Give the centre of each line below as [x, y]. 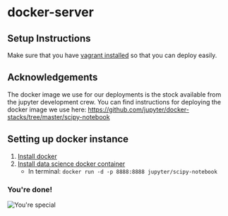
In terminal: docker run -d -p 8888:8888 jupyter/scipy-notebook [122, 171]
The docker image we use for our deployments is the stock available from [114, 94]
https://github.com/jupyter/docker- [138, 109]
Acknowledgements [53, 77]
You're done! [30, 189]
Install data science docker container [71, 164]
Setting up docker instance [68, 139]
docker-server [50, 12]
